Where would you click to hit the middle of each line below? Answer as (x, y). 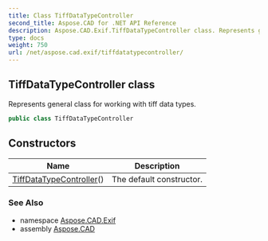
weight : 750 (28, 45)
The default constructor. (157, 179)
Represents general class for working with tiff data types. (102, 103)
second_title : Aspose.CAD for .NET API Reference (93, 23)
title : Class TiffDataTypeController (71, 16)
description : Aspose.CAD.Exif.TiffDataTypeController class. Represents (132, 30)
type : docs (26, 38)
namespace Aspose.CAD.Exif (68, 220)
